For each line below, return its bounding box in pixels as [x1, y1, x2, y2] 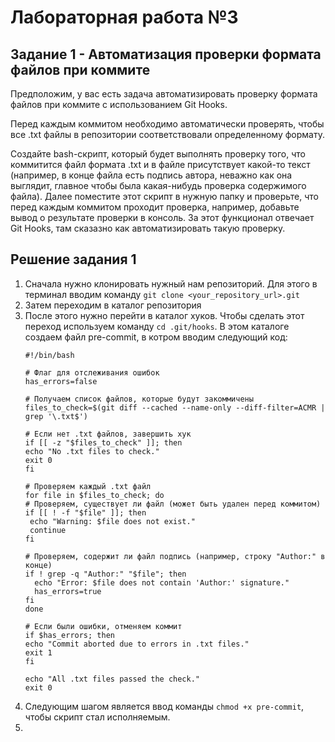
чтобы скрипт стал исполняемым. [24, 711, 171, 723]
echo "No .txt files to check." [24, 446, 160, 456]
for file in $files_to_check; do [24, 490, 165, 500]
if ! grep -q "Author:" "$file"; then [24, 569, 187, 579]
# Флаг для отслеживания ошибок [24, 367, 160, 378]
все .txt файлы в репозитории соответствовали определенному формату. [10, 129, 325, 140]
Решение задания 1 [10, 251, 137, 268]
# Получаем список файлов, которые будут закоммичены [24, 394, 254, 404]
